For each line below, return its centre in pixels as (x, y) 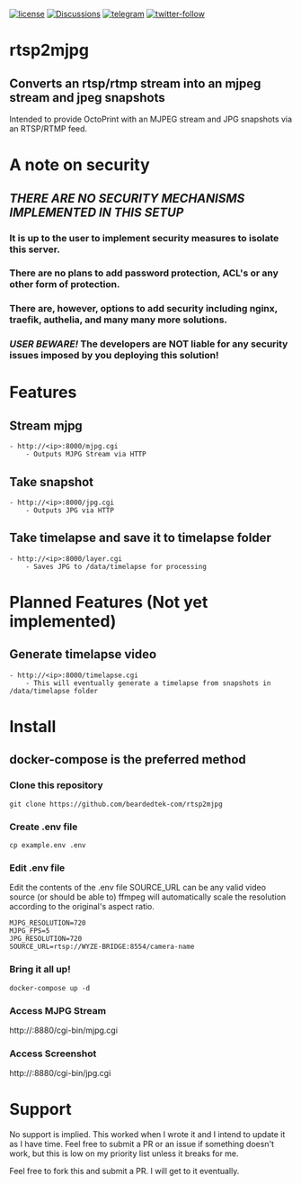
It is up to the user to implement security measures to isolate (144, 238)
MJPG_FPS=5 (30, 931)
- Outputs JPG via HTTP (70, 511)
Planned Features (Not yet (109, 602)
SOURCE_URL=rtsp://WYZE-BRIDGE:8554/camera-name (102, 947)
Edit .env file (37, 867)
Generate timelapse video (83, 654)
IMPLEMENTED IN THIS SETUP (97, 212)
